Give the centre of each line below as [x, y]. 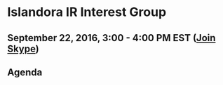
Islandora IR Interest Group [87, 12]
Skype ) [23, 48]
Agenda [25, 72]
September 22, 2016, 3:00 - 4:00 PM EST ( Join [111, 38]
